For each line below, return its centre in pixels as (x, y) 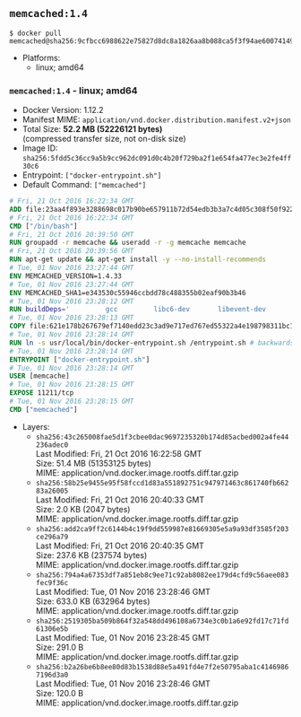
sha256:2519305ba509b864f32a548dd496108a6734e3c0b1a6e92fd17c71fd (162, 621)
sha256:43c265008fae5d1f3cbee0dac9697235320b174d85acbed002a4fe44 (162, 437)
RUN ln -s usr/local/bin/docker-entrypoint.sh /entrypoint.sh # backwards (152, 343)
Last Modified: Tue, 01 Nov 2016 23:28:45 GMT (123, 637)
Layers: (36, 426)
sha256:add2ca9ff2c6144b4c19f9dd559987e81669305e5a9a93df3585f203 (162, 529)
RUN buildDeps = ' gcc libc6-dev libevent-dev (138, 310)
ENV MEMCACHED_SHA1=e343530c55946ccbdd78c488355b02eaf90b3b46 (128, 293)
